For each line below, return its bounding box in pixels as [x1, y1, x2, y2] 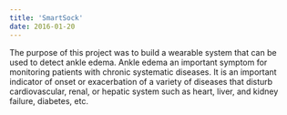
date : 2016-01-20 [9, 22, 76, 31]
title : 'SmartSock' [9, 13, 84, 23]
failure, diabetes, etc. [9, 95, 89, 106]
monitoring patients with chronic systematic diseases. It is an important [9, 66, 277, 78]
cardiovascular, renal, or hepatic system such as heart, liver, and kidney [9, 86, 279, 97]
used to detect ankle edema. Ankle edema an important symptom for [9, 57, 268, 68]
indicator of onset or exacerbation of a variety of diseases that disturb [9, 76, 273, 87]
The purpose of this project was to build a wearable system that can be [9, 47, 277, 57]
